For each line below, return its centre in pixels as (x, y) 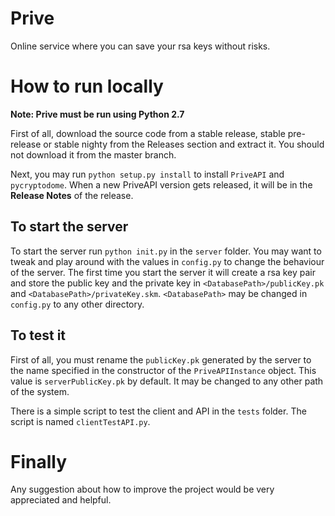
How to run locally (87, 86)
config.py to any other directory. (77, 304)
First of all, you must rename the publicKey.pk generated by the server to (161, 359)
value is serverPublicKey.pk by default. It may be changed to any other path (167, 381)
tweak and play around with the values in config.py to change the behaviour (167, 261)
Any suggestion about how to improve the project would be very (142, 489)
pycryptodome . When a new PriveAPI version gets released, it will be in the (161, 184)
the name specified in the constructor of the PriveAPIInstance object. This (163, 370)
